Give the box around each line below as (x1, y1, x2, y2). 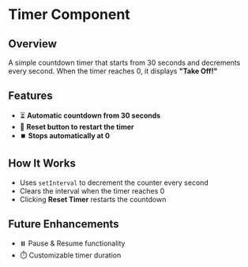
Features (8, 89, 53, 103)
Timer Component (8, 6, 130, 24)
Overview (8, 37, 58, 51)
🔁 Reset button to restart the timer (19, 122, 134, 131)
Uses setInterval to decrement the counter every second (19, 178, 209, 187)
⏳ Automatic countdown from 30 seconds (19, 111, 161, 120)
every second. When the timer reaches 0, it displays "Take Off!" (8, 66, 218, 76)
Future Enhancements (8, 217, 120, 231)
